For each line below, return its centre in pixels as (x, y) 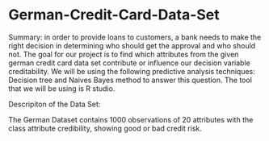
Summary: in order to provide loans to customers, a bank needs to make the (135, 37)
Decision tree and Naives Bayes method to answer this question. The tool (130, 80)
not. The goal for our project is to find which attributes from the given (124, 54)
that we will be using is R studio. (62, 88)
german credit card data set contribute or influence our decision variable (129, 63)
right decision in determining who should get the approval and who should (132, 45)
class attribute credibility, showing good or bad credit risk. (105, 128)
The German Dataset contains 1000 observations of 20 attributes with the (131, 119)
